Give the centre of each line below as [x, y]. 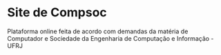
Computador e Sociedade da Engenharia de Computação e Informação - [110, 38]
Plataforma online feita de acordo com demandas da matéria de [98, 31]
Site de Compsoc [57, 13]
